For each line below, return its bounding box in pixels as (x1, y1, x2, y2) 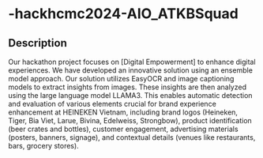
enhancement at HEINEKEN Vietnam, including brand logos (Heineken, (8, 107, 239, 117)
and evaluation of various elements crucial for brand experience (8, 100, 217, 108)
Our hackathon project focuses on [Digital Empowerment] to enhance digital (8, 57, 256, 66)
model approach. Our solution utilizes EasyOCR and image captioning (8, 74, 235, 83)
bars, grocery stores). (8, 141, 79, 150)
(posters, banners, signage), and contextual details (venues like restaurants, (8, 133, 256, 142)
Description (8, 36, 67, 50)
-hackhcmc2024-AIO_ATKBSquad (8, 5, 239, 23)
